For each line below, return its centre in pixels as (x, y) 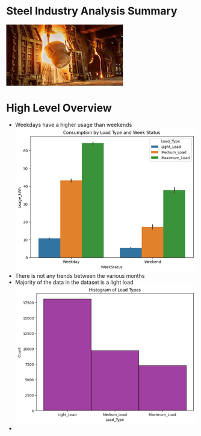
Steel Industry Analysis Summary (92, 11)
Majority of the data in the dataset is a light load (74, 282)
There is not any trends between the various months (80, 276)
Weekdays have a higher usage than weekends (73, 124)
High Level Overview (59, 108)
